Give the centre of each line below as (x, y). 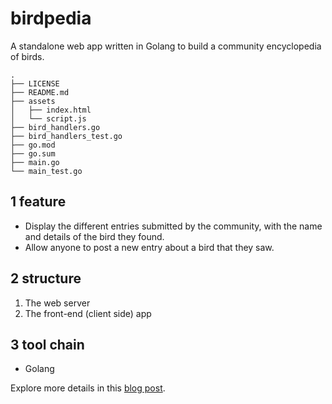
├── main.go (35, 162)
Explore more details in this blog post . (88, 388)
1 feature (38, 202)
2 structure (46, 278)
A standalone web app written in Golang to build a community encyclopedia (166, 46)
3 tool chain (47, 344)
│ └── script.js (48, 118)
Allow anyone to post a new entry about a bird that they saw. (149, 247)
